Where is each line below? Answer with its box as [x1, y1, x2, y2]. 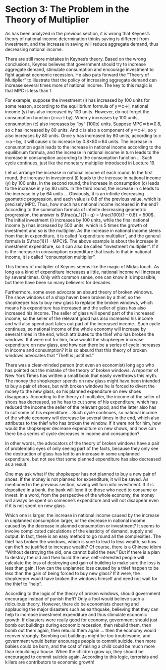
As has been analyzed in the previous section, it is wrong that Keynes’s [5, 30, 150, 36]
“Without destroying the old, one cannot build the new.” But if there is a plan [5, 549, 160, 555]
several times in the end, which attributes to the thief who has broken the [5, 331, 155, 337]
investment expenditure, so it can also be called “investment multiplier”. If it [5, 243, 159, 249]
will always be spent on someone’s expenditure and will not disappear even [5, 497, 159, 503]
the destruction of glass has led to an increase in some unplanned [5, 450, 140, 456]
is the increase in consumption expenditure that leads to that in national [5, 248, 151, 254]
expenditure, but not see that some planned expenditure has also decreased [5, 456, 161, 462]
